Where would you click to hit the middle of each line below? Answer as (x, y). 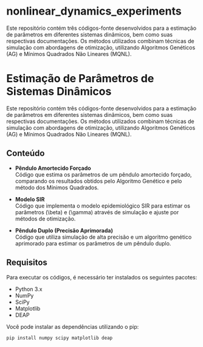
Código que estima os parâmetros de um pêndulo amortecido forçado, (103, 174)
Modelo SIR (30, 199)
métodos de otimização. (45, 219)
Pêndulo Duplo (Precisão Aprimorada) (64, 230)
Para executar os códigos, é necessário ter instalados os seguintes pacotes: (102, 277)
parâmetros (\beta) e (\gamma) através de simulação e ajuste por (97, 212)
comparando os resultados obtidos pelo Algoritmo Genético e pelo (98, 181)
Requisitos (27, 263)
